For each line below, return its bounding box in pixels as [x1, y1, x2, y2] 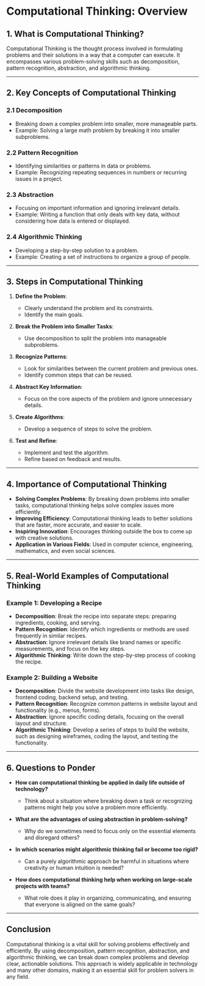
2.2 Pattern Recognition [6, 148, 78, 157]
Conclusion [6, 924, 51, 935]
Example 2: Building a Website [6, 673, 98, 681]
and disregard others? [24, 834, 81, 841]
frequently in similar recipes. [15, 632, 87, 639]
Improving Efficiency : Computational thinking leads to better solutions [15, 515, 193, 522]
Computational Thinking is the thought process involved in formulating [6, 45, 183, 52]
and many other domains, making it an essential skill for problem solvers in [6, 966, 194, 974]
